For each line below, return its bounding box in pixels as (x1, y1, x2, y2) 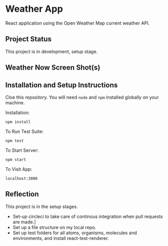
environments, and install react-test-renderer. (12, 235, 109, 241)
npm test (5, 138, 24, 143)
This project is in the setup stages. (5, 203, 78, 210)
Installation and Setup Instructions (5, 80, 118, 90)
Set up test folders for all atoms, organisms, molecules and (12, 230, 137, 236)
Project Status (5, 35, 52, 43)
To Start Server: (5, 147, 39, 153)
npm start (5, 157, 27, 162)
